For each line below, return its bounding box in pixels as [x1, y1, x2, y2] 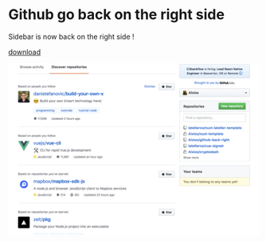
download [8, 47, 41, 56]
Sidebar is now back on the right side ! [8, 32, 135, 41]
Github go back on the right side [8, 6, 225, 24]
